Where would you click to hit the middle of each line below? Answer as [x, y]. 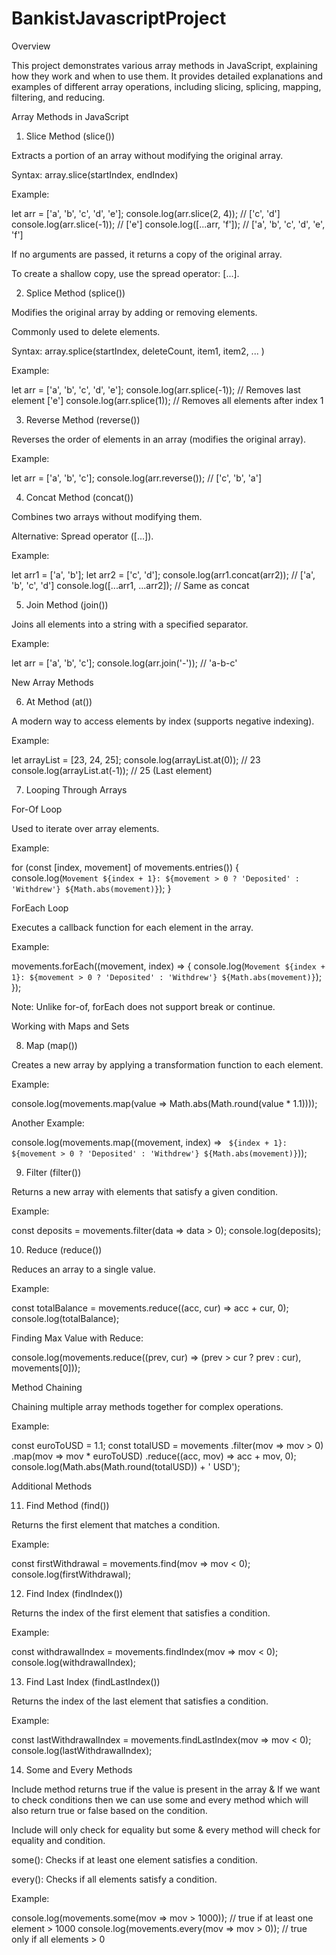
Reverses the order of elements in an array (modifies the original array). [159, 439]
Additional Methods [52, 1486]
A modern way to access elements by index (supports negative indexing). [163, 721]
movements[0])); [46, 1368]
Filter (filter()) [53, 1172]
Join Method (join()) [67, 604]
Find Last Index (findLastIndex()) [93, 1681]
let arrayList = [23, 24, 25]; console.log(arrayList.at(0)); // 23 [136, 759]
